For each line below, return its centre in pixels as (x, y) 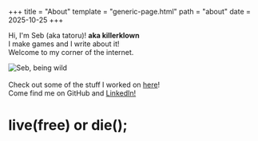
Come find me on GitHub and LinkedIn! (72, 93)
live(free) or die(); (68, 125)
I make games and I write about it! (64, 44)
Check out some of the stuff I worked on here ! (84, 84)
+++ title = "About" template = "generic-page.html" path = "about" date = (130, 12)
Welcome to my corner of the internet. (71, 52)
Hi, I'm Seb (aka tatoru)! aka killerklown (74, 35)
